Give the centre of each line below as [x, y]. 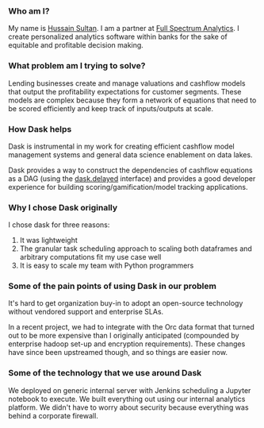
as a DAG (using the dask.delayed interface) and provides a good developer [132, 178]
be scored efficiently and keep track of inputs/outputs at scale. [111, 108]
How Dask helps [40, 129]
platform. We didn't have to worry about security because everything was [128, 407]
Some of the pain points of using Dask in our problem [112, 286]
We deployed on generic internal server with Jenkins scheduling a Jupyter [130, 390]
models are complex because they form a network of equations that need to [132, 100]
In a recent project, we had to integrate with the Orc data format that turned [132, 327]
